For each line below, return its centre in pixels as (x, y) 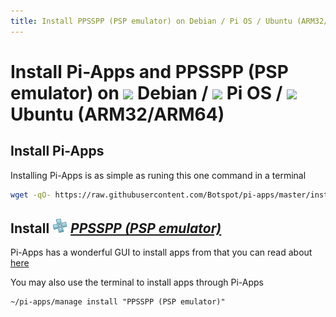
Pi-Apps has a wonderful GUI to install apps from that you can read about (161, 252)
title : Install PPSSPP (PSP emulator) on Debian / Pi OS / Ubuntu (151, 21)
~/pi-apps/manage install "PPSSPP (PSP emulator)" (118, 302)
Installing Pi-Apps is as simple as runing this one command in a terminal (158, 175)
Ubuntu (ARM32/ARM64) (117, 114)
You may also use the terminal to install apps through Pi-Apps (137, 282)
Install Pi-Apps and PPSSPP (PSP (149, 71)
